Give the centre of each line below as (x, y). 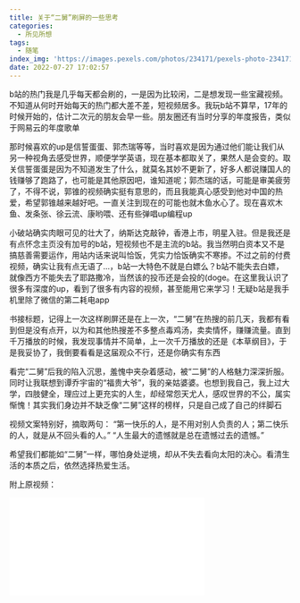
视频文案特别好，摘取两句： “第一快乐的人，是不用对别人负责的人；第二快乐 (149, 424)
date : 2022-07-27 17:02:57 (59, 68)
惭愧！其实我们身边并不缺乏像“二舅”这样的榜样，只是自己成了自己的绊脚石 (146, 404)
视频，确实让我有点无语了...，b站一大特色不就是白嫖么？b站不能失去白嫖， (146, 266)
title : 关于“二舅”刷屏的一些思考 (64, 17)
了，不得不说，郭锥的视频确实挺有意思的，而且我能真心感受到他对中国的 (142, 191)
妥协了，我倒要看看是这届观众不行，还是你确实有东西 (122, 352)
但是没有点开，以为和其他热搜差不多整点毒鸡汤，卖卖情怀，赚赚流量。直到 (154, 330)
